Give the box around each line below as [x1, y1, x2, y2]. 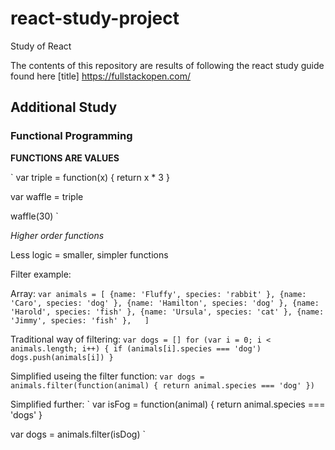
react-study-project [10, 7, 180, 30]
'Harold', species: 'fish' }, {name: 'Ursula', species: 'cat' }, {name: [10, 307, 325, 317]
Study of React [10, 40, 72, 52]
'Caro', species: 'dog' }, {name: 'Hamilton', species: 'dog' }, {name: [10, 298, 320, 308]
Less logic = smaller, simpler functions [10, 248, 169, 261]
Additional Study [10, 99, 118, 116]
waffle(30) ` [10, 210, 59, 222]
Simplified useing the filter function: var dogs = [10, 370, 205, 382]
